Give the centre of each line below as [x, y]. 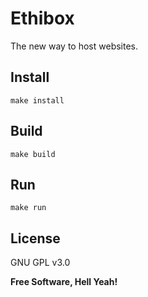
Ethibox [42, 18]
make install [37, 100]
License [35, 238]
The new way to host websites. [74, 46]
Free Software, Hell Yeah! [64, 282]
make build [33, 154]
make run [28, 208]
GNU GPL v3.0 [40, 263]
